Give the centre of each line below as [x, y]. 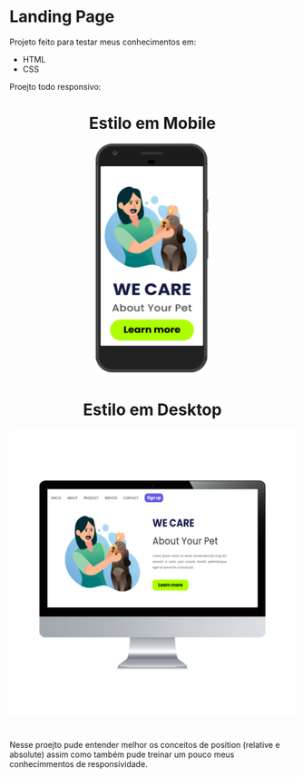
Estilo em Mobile [152, 123]
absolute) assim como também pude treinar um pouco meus [122, 754]
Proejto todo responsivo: [55, 86]
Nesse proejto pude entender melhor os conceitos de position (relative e [145, 744]
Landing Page [62, 17]
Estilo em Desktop [152, 409]
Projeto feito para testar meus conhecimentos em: [103, 42]
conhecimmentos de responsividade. [78, 763]
